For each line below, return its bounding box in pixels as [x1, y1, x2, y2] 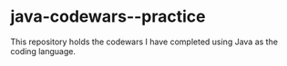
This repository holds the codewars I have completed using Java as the [10, 36, 279, 47]
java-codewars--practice [10, 6, 206, 27]
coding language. [10, 45, 77, 56]
